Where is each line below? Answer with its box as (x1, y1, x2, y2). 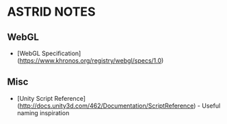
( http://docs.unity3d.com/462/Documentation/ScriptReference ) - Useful (16, 102, 221, 110)
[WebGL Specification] (16, 49, 81, 57)
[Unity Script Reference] (16, 94, 85, 102)
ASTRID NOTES (7, 4, 96, 20)
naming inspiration (16, 108, 70, 117)
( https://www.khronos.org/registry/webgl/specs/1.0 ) (16, 57, 164, 65)
